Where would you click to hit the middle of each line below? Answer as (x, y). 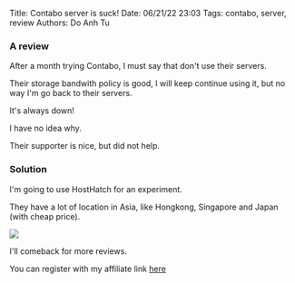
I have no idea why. (45, 128)
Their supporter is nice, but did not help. (85, 146)
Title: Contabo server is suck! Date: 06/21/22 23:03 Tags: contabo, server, (148, 13)
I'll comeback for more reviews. (68, 251)
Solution (29, 170)
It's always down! (42, 111)
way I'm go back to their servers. (71, 93)
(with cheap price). (45, 216)
